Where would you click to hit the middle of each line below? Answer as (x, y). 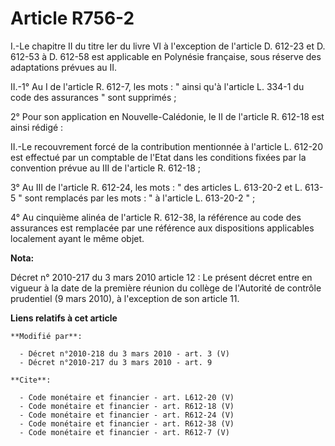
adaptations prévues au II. (64, 67)
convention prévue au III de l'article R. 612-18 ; (106, 168)
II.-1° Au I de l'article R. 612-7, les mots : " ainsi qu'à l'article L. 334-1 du (157, 86)
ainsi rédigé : (37, 127)
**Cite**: (31, 380)
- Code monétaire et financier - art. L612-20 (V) (127, 397)
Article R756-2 (72, 18)
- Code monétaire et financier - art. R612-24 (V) (127, 415)
